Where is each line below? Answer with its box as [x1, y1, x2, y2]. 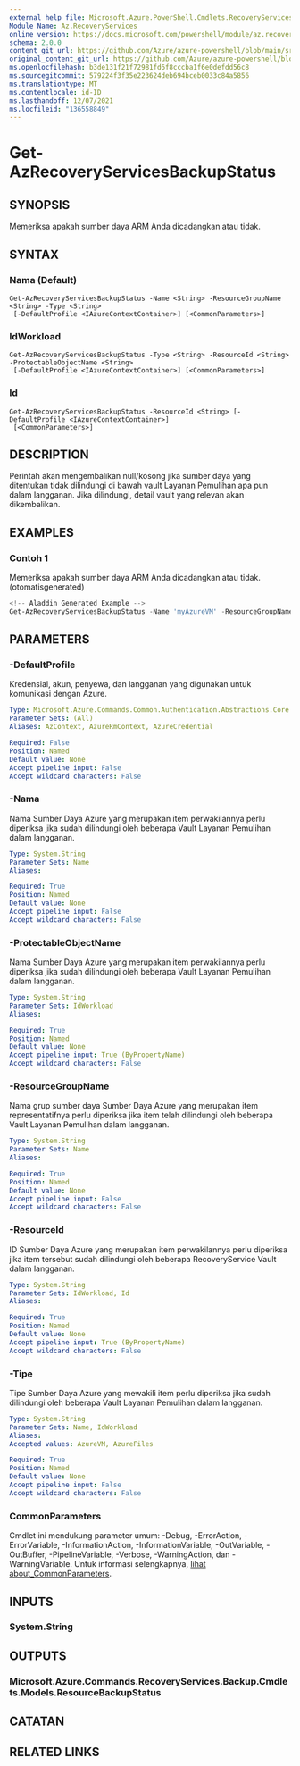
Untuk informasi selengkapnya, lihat [74, 1559, 207, 1569]
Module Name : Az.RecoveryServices [9, 21, 138, 30]
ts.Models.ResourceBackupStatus [9, 1686, 162, 1698]
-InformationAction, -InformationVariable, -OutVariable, [62, 1540, 265, 1551]
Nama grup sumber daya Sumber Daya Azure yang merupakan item [9, 1101, 259, 1111]
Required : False [9, 739, 70, 748]
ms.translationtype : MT [9, 80, 98, 88]
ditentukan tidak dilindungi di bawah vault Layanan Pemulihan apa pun [9, 480, 269, 491]
